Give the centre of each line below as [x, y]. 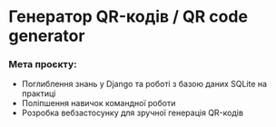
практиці [39, 93]
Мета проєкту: [43, 64]
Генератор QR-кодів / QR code [128, 17]
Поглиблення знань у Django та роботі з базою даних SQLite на [144, 84]
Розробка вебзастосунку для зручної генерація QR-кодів [133, 113]
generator [47, 36]
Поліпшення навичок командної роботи [99, 103]
